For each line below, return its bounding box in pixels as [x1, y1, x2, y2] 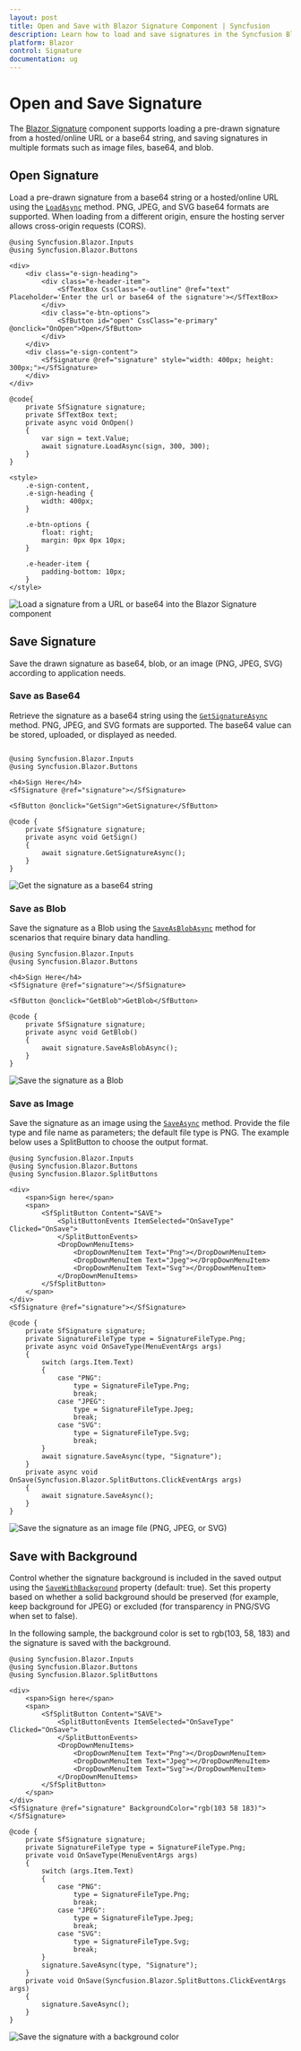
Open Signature [9, 168, 99, 184]
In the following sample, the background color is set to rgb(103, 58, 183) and [9, 1628, 290, 1639]
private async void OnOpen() [25, 418, 134, 427]
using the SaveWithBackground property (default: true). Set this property [9, 1582, 271, 1593]
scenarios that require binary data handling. [9, 932, 170, 943]
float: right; [41, 528, 94, 537]
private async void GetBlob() [25, 1028, 139, 1037]
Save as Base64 [9, 689, 81, 702]
